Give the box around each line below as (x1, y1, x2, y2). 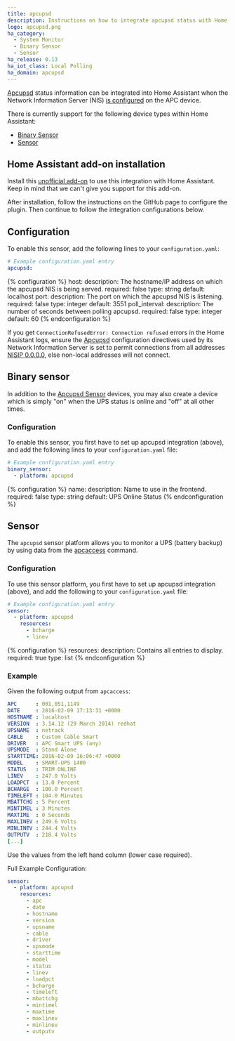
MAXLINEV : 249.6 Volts (7, 818, 77, 825)
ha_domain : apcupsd (7, 69, 65, 76)
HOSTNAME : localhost (7, 714, 71, 721)
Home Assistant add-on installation (7, 158, 166, 170)
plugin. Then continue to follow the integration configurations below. (7, 205, 205, 214)
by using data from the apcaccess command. (7, 546, 138, 555)
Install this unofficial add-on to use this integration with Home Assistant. (7, 177, 215, 185)
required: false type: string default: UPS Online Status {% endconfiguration (7, 492, 224, 501)
